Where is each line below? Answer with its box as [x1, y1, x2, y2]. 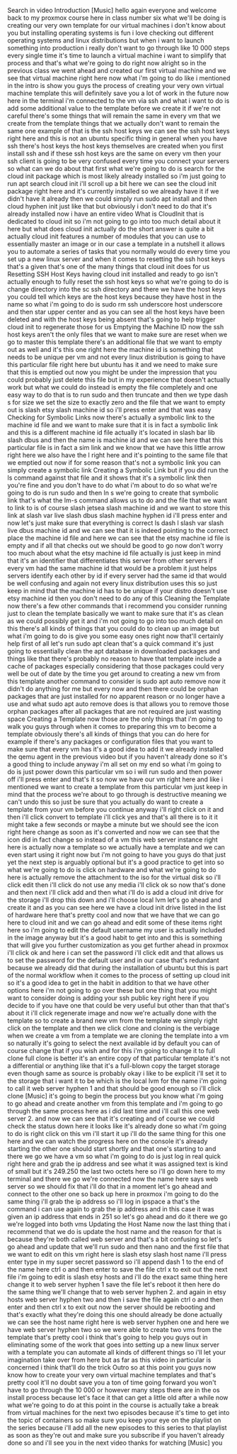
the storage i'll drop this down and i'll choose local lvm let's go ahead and [7, 896, 222, 904]
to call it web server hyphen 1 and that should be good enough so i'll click [7, 1084, 221, 1092]
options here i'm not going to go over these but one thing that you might [7, 986, 217, 994]
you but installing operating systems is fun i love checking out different [7, 28, 214, 37]
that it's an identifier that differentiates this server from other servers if [7, 556, 214, 565]
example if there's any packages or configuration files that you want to [7, 737, 214, 746]
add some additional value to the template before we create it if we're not [7, 104, 221, 112]
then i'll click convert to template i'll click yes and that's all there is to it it [7, 813, 218, 821]
